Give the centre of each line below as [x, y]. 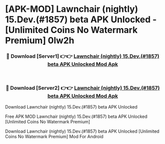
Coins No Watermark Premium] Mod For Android [54, 136]
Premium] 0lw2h [40, 41]
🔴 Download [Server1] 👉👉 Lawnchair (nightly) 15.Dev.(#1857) [83, 56]
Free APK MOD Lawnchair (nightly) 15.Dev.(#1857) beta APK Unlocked [76, 116]
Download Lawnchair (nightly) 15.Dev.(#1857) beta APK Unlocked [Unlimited [82, 131]
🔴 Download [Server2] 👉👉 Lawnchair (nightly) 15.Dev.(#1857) [83, 88]
